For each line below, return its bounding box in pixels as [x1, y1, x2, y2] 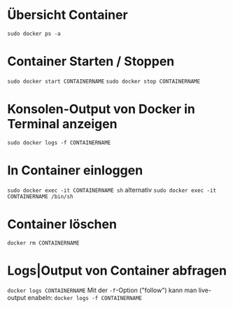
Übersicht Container [7, 7, 128, 23]
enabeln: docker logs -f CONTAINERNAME [27, 293, 142, 301]
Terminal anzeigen [7, 116, 118, 132]
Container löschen [7, 216, 118, 232]
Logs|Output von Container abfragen [7, 263, 227, 278]
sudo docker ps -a [7, 30, 61, 37]
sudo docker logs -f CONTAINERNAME [7, 139, 111, 146]
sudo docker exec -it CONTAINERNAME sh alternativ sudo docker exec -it [7, 186, 217, 194]
